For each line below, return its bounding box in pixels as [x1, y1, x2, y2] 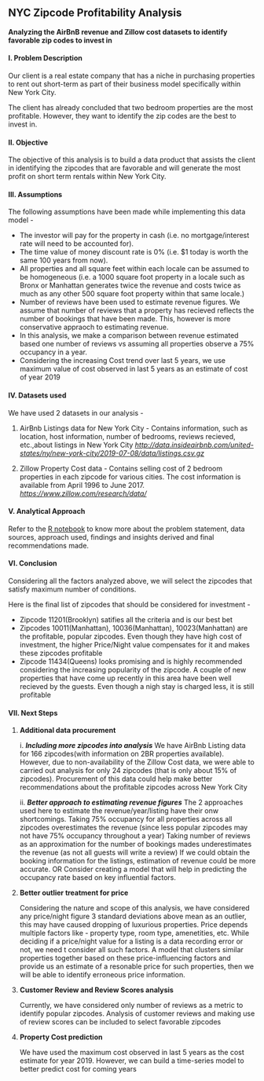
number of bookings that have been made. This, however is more [19, 314, 231, 324]
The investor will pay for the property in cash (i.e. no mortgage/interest [19, 231, 250, 240]
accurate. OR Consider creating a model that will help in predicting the [19, 864, 247, 874]
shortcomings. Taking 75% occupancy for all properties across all [19, 815, 233, 824]
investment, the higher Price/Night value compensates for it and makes [19, 640, 250, 650]
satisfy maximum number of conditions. [8, 584, 137, 594]
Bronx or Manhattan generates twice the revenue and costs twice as [19, 280, 241, 290]
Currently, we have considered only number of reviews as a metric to [19, 1001, 244, 1010]
